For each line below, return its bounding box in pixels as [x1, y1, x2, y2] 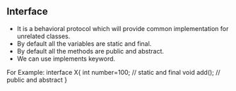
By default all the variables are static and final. [16, 39, 152, 48]
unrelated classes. [16, 32, 71, 40]
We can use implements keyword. [16, 54, 116, 63]
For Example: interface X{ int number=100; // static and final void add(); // [6, 68, 220, 76]
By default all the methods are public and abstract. [16, 47, 164, 55]
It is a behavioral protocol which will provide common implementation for [16, 24, 229, 32]
